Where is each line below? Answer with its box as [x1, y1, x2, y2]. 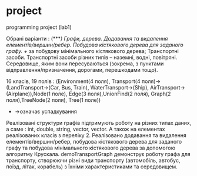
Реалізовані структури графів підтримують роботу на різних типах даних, [6, 119, 192, 126]
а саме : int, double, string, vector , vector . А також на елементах [6, 125, 165, 132]
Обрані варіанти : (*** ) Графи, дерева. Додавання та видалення [6, 35, 168, 42]
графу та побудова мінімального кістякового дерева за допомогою [6, 144, 175, 151]
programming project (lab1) [6, 24, 72, 31]
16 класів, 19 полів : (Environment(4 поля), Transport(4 [6, 78, 141, 85]
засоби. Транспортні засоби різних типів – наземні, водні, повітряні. [6, 54, 178, 61]
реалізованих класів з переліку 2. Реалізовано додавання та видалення [6, 131, 187, 139]
